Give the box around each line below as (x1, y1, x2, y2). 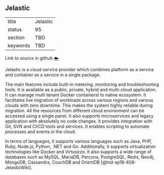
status (7, 26, 22, 33)
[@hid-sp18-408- (100, 159, 136, 165)
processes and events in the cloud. (5, 129, 76, 134)
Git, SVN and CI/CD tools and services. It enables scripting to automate (5, 123, 150, 129)
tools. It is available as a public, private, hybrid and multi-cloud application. (5, 87, 157, 92)
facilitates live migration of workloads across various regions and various (5, 97, 154, 103)
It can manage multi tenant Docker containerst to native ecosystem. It (5, 91, 146, 98)
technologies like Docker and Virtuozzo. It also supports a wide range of (5, 148, 152, 155)
